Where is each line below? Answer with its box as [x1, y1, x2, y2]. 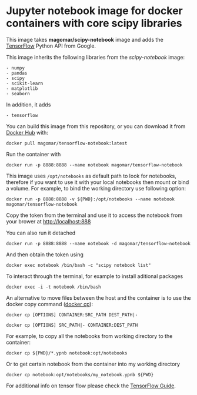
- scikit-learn [6, 81, 44, 86]
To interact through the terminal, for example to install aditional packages [6, 272, 183, 280]
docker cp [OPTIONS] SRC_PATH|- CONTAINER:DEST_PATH [6, 322, 138, 328]
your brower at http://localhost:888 [6, 217, 91, 225]
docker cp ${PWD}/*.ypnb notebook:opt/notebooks [6, 350, 128, 356]
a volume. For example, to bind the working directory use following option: [6, 185, 186, 192]
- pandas [6, 70, 28, 76]
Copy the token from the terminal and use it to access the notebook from [6, 212, 183, 219]
